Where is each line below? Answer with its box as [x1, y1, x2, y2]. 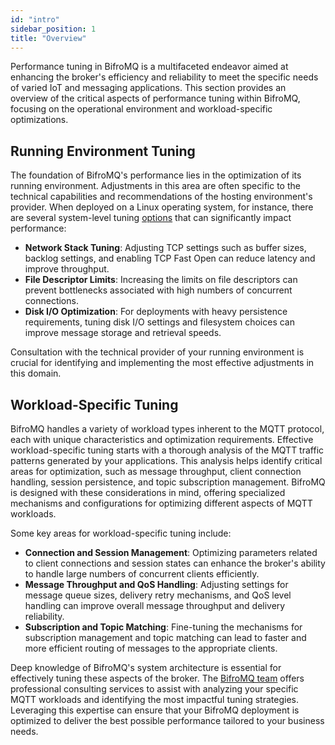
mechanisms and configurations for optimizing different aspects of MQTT [10, 497, 313, 509]
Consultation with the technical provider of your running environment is [10, 346, 305, 358]
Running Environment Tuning [10, 142, 196, 160]
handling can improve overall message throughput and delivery [24, 600, 286, 611]
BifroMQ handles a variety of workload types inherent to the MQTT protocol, [10, 423, 325, 435]
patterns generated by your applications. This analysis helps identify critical [10, 455, 323, 466]
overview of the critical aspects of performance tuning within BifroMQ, [10, 92, 301, 105]
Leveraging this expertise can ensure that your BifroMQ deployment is [10, 704, 300, 716]
